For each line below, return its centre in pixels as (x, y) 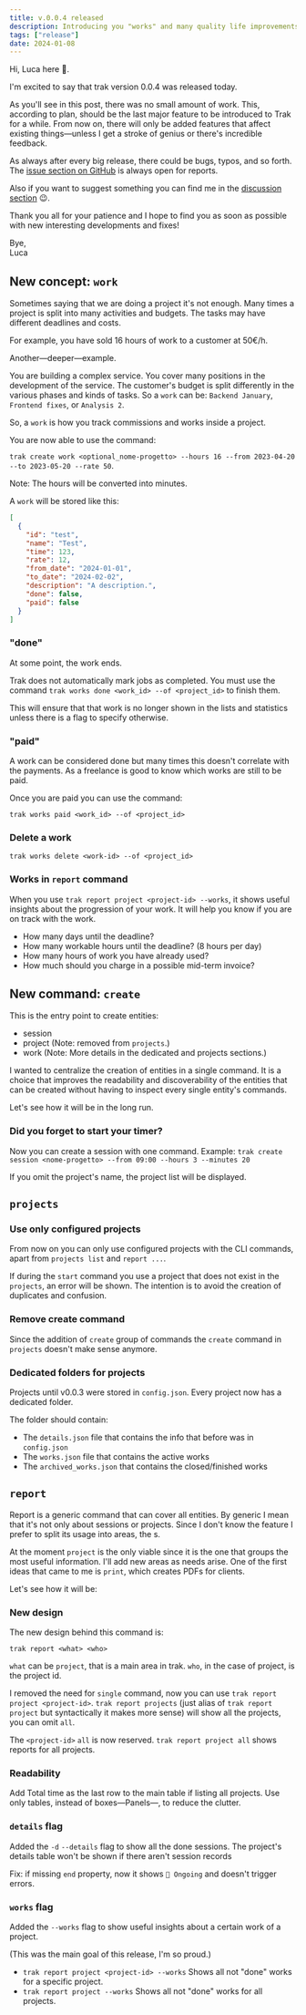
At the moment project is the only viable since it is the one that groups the (149, 1552)
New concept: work (64, 281)
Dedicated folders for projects (77, 1372)
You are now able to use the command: (83, 440)
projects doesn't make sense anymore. (83, 1348)
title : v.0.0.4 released (56, 18)
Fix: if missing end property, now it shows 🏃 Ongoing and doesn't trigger (143, 1874)
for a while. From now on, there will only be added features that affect (140, 124)
